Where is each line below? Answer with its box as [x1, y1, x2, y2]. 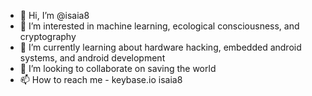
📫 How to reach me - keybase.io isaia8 [19, 74, 183, 85]
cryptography [19, 31, 77, 42]
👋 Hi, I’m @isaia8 [19, 10, 90, 21]
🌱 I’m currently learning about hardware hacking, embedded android [19, 41, 302, 53]
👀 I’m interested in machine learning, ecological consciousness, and [19, 20, 300, 32]
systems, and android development [19, 52, 166, 64]
